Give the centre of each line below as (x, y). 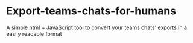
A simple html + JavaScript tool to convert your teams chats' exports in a (97, 27)
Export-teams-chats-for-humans (91, 11)
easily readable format (34, 33)
